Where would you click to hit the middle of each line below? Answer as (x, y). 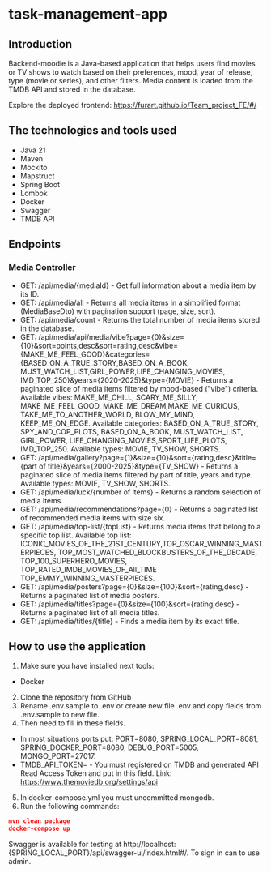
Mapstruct (37, 176)
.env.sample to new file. (59, 715)
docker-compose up (39, 829)
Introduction (40, 44)
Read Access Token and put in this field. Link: (96, 773)
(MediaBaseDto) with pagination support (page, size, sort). (118, 311)
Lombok (34, 193)
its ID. (30, 293)
